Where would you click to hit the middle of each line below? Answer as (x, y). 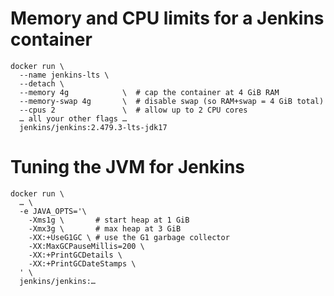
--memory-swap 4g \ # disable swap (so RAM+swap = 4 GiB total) (172, 101)
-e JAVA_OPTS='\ (53, 211)
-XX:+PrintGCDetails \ (75, 255)
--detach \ (42, 83)
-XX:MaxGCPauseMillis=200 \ (86, 246)
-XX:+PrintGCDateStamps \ (82, 263)
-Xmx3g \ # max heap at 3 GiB (105, 228)
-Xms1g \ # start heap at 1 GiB (109, 220)
